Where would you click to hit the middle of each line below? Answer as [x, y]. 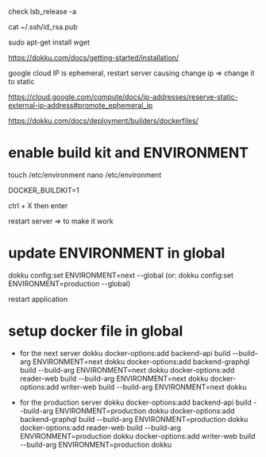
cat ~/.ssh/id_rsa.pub [43, 27]
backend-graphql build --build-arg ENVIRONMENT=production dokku [134, 419]
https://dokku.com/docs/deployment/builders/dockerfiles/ [103, 121]
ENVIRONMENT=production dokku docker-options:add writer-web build [137, 436]
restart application [38, 299]
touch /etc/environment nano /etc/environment [85, 175]
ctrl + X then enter [38, 205]
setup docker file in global [96, 331]
